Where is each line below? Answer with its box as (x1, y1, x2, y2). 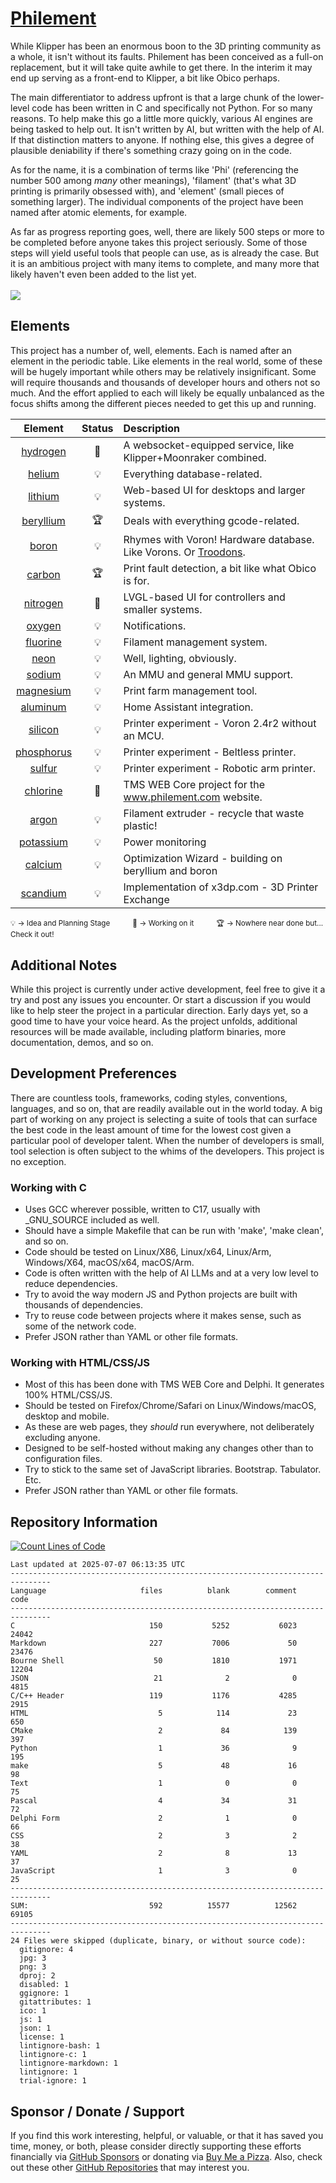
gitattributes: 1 (19, 1997, 92, 2007)
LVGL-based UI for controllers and (123, 590, 286, 604)
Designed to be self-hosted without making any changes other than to (24, 1442, 314, 1454)
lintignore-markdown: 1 (19, 2058, 118, 2069)
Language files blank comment (10, 1586, 298, 1596)
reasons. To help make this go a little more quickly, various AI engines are (10, 112, 313, 124)
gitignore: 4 (19, 1945, 74, 1955)
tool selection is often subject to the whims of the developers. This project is (10, 1145, 325, 1157)
